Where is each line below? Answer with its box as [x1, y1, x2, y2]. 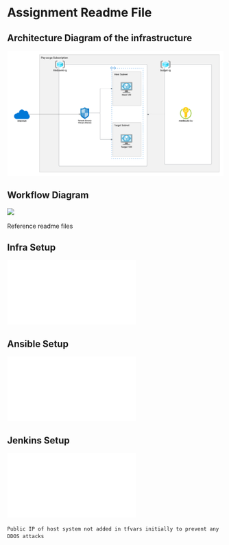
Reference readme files [7, 222, 73, 230]
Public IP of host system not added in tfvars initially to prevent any [7, 526, 219, 533]
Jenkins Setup [7, 434, 70, 446]
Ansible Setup [7, 338, 69, 349]
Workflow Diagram [7, 189, 89, 201]
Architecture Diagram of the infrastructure [7, 32, 193, 44]
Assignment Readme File [7, 5, 152, 21]
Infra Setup [7, 242, 56, 253]
